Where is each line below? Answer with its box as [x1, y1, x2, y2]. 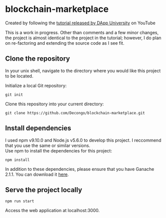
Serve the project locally [5, 185, 83, 194]
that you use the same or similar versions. [5, 143, 91, 148]
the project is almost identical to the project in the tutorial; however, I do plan [5, 35, 162, 41]
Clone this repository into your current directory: [5, 101, 104, 107]
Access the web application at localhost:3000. [5, 208, 100, 214]
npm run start [5, 199, 35, 204]
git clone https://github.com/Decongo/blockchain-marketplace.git [5, 110, 145, 115]
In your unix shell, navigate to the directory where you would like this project [5, 68, 161, 73]
